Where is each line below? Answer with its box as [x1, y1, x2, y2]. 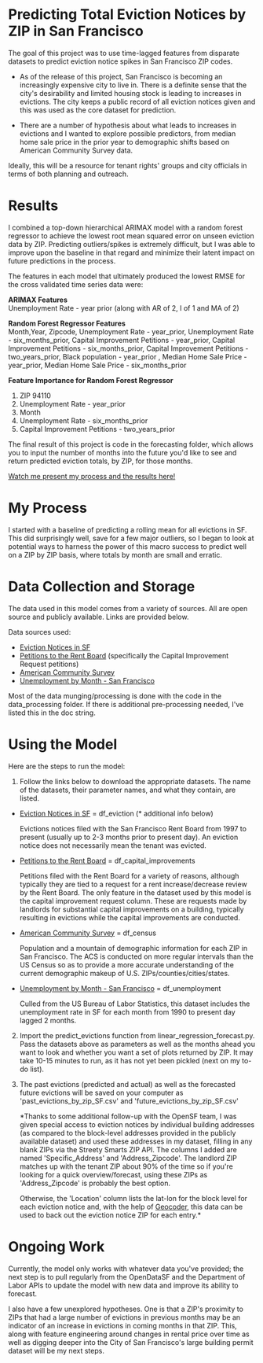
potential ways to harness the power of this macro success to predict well [8, 541, 247, 551]
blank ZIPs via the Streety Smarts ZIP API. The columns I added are [19, 1144, 237, 1154]
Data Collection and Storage [8, 578, 195, 595]
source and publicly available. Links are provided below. [8, 612, 189, 621]
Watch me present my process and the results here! [8, 471, 176, 481]
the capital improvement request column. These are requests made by [19, 896, 247, 905]
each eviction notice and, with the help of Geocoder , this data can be [19, 1202, 243, 1211]
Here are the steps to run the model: [8, 761, 126, 771]
